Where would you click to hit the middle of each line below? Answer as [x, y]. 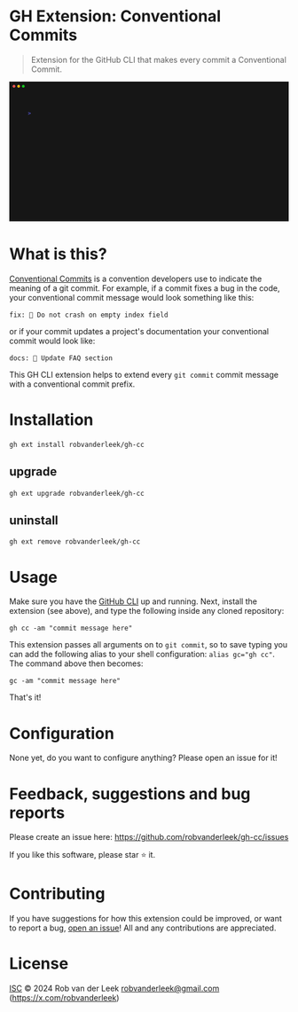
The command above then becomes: [76, 663]
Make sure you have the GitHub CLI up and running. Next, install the [133, 601]
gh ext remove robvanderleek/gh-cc [75, 542]
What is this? [59, 254]
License [39, 964]
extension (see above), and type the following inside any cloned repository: [147, 611]
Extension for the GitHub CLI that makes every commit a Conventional [158, 59]
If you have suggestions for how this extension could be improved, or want [145, 919]
